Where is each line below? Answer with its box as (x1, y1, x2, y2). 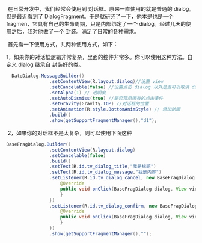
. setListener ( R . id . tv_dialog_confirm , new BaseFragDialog (49, 203, 198, 209)
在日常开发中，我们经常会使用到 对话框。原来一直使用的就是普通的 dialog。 (7, 5, 195, 12)
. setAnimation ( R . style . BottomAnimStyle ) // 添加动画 (49, 106, 180, 112)
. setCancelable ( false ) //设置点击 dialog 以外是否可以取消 (49, 84, 189, 90)
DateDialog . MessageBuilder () (11, 73, 85, 79)
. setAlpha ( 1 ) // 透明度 (49, 90, 106, 96)
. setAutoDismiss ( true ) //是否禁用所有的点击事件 (49, 95, 164, 101)
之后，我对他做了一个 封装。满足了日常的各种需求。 (11, 28, 139, 35)
